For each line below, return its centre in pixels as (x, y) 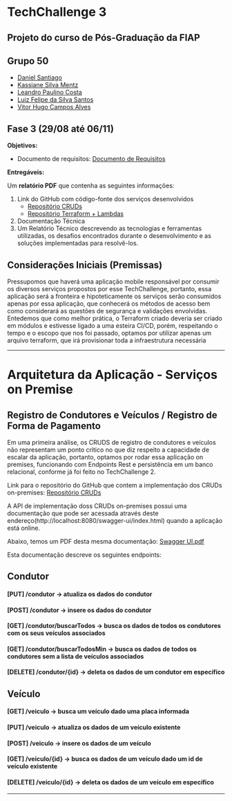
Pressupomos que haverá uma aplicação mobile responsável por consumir (113, 282)
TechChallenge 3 (57, 12)
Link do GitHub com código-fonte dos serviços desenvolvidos (105, 199)
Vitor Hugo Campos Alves (54, 107)
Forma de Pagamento (54, 426)
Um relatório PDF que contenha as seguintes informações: (91, 186)
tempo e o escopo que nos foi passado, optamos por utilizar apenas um (109, 333)
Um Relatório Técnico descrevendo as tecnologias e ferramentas (109, 228)
